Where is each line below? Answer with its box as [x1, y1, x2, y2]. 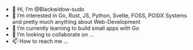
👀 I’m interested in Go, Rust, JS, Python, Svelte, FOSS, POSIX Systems [11, 12, 188, 19]
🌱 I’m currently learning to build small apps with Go [11, 24, 139, 32]
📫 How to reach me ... [11, 37, 68, 45]
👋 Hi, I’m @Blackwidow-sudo [11, 6, 85, 12]
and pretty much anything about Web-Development [11, 18, 141, 25]
